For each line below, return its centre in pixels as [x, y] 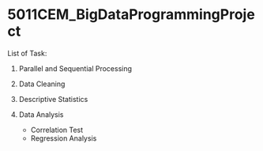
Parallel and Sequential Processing [75, 68]
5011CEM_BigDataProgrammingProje [131, 15]
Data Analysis [41, 114]
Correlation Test [57, 130]
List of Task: [27, 53]
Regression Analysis [64, 138]
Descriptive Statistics [53, 99]
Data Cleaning [42, 84]
